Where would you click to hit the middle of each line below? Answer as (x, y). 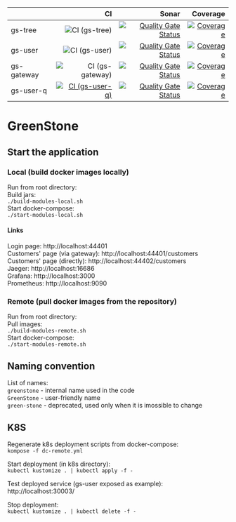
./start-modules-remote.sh (47, 344)
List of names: (28, 383)
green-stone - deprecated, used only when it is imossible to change (105, 406)
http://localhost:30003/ (41, 491)
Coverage (209, 14)
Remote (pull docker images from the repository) (92, 301)
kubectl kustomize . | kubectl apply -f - (70, 471)
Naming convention (51, 366)
